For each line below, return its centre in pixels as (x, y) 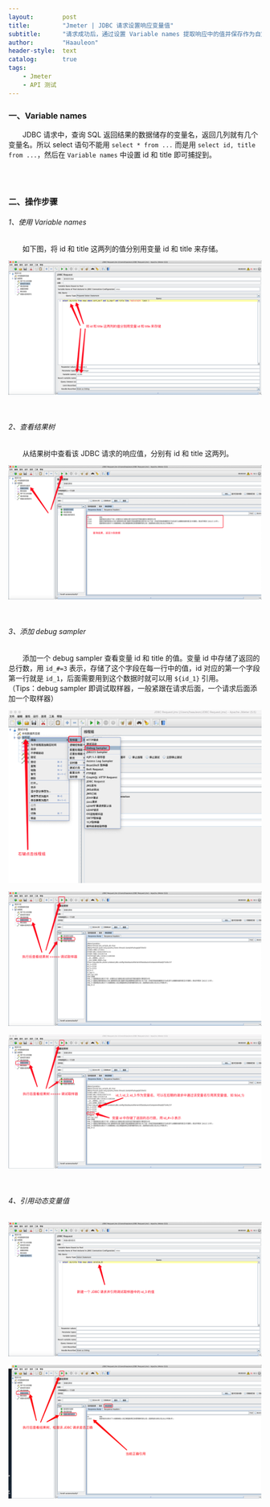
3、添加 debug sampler (47, 632)
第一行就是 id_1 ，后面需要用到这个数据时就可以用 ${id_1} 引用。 (116, 678)
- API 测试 (40, 84)
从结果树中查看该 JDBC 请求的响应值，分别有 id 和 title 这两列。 (128, 454)
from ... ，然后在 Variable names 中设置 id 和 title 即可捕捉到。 (112, 154)
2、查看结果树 (32, 427)
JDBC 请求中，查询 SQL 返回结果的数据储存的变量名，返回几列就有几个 (141, 134)
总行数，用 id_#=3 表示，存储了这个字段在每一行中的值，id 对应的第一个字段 (134, 668)
